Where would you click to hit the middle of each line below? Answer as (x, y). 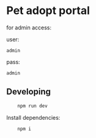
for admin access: (29, 27)
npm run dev (32, 106)
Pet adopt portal (48, 11)
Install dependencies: (33, 117)
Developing (28, 92)
